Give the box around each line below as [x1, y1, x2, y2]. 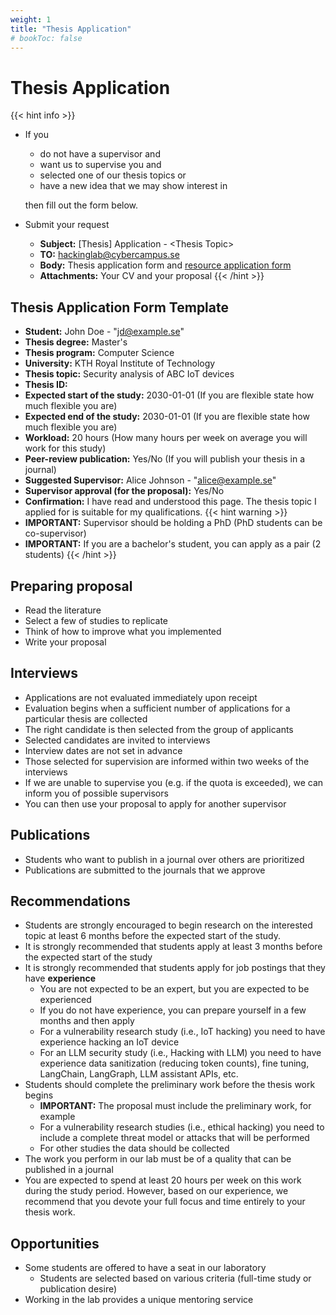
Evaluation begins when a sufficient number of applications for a [24, 702, 291, 714]
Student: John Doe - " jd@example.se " [24, 326, 185, 338]
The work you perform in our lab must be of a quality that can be [24, 1153, 292, 1165]
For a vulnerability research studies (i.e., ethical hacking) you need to [39, 1121, 325, 1133]
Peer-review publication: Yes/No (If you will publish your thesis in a [24, 453, 306, 465]
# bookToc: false [10, 33, 83, 43]
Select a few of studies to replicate [24, 614, 169, 626]
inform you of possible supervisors [24, 787, 169, 799]
